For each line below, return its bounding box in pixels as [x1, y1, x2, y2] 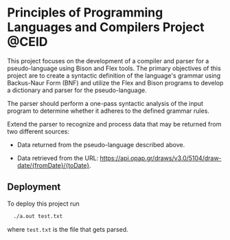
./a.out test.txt [13, 212, 63, 219]
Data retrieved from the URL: [16, 153, 99, 162]
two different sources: [7, 127, 70, 135]
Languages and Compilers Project [7, 19, 205, 35]
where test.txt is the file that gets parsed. [7, 225, 128, 233]
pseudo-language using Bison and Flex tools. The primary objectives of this [7, 64, 221, 72]
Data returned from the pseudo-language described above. [16, 140, 185, 149]
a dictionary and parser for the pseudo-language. [7, 86, 147, 94]
